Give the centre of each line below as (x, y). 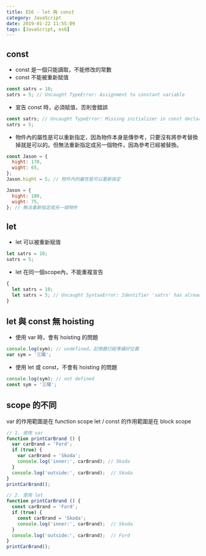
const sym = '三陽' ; (32, 385)
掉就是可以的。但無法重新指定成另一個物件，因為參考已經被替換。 (98, 144)
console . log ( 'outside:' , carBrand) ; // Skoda (72, 473)
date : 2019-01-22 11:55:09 (41, 23)
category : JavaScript (34, 18)
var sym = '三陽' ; (29, 355)
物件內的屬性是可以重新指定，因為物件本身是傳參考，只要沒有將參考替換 (106, 137)
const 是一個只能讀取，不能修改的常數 (63, 70)
